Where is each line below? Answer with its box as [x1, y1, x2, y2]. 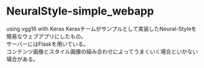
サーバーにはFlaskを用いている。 [6, 40, 90, 47]
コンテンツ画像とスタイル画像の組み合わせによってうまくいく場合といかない [6, 47, 198, 55]
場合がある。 [6, 55, 38, 63]
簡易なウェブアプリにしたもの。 [6, 32, 86, 40]
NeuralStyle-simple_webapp [6, 4, 154, 18]
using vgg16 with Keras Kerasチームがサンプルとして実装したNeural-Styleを [6, 25, 197, 32]
